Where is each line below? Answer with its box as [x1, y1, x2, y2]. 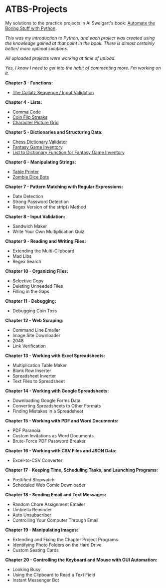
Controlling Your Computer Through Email [12, 517, 99, 523]
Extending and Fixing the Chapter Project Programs [12, 536, 118, 542]
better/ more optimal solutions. [5, 45, 68, 51]
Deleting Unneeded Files [12, 283, 63, 289]
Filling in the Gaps [12, 288, 50, 294]
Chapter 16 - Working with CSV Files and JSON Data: [5, 447, 117, 453]
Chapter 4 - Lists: [5, 99, 42, 105]
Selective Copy [12, 278, 44, 284]
